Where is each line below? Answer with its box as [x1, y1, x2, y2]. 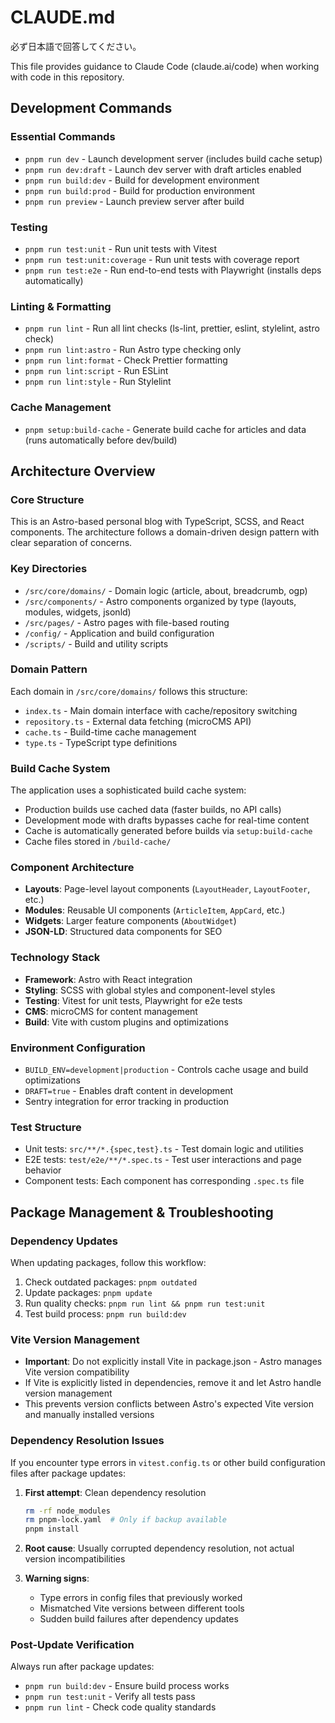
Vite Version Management [10, 1332, 140, 1346]
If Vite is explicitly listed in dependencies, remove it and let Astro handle [24, 1377, 322, 1389]
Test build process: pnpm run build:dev [24, 1307, 187, 1320]
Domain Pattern [10, 662, 88, 676]
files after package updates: [10, 1467, 126, 1479]
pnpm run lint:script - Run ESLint [24, 365, 169, 377]
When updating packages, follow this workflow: [10, 1256, 207, 1268]
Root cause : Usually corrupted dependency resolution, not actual [24, 1542, 295, 1555]
